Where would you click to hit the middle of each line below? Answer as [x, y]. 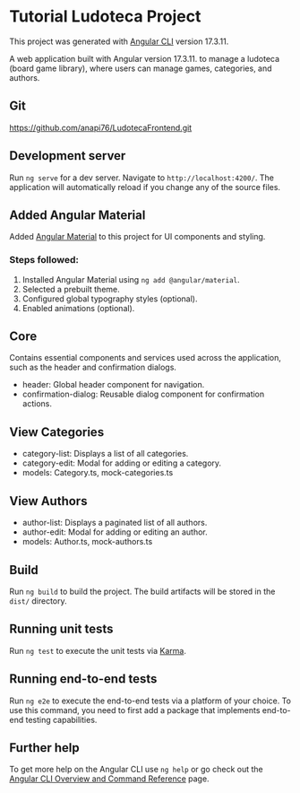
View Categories [57, 432]
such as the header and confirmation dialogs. [93, 367]
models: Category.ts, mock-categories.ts [98, 473]
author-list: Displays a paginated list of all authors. [115, 523]
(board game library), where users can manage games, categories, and [141, 68]
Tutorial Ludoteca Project [105, 17]
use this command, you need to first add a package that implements [135, 710]
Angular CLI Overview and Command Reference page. [109, 779]
